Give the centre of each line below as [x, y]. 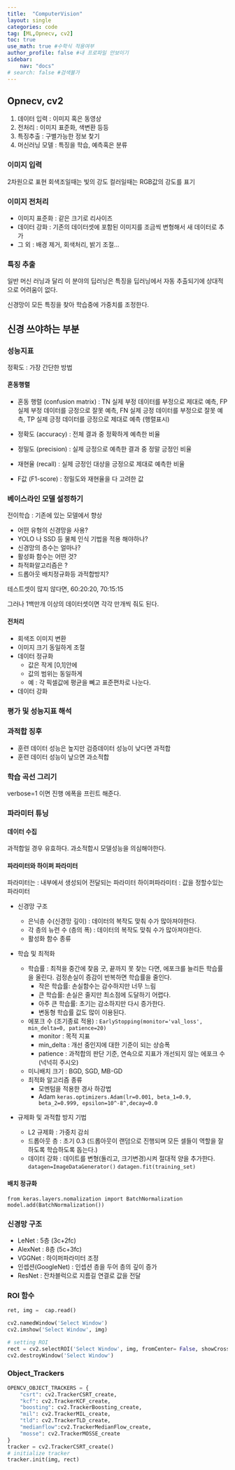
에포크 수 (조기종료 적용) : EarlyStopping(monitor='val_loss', [115, 1021]
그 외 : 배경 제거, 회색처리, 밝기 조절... [68, 244]
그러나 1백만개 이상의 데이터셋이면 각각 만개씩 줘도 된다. [83, 604]
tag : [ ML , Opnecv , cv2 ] [40, 33]
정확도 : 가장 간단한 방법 [40, 367]
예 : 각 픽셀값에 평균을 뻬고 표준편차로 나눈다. [89, 682]
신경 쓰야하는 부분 [43, 329]
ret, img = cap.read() [42, 1311]
